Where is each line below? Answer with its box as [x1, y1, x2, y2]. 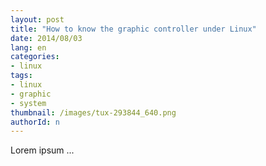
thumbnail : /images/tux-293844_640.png [10, 107, 177, 118]
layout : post [10, 14, 65, 25]
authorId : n [10, 117, 60, 127]
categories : [10, 52, 60, 62]
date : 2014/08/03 [10, 33, 83, 43]
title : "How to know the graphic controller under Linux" [10, 24, 257, 34]
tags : [10, 71, 33, 81]
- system [10, 98, 47, 108]
